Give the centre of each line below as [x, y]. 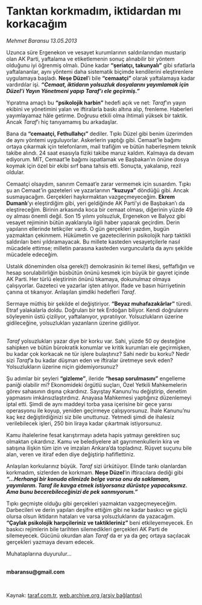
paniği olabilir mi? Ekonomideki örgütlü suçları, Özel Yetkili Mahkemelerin [96, 384]
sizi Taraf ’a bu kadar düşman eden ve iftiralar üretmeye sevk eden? [90, 360]
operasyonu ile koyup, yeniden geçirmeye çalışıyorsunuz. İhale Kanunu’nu [98, 410]
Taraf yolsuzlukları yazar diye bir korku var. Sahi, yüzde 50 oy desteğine [96, 341]
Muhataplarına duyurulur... [39, 554]
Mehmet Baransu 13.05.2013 [42, 40]
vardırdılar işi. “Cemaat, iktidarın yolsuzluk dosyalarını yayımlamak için [97, 84]
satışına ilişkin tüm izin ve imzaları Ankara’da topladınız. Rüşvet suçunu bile [99, 448]
